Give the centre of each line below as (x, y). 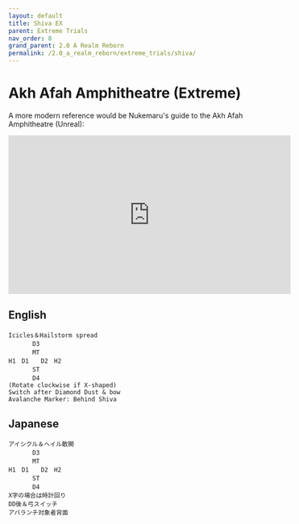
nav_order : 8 (30, 38)
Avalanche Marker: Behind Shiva (62, 399)
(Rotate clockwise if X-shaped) (62, 385)
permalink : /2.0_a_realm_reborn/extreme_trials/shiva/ (102, 53)
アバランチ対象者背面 (38, 513)
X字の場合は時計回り (37, 495)
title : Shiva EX (35, 23)
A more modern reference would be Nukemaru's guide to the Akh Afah (126, 115)
